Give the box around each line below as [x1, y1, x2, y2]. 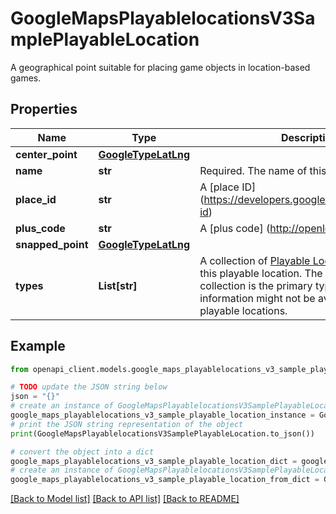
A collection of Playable [199, 253, 311, 267]
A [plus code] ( [199, 221, 271, 235]
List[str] [98, 278, 138, 292]
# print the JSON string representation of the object [10, 419, 244, 429]
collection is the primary [199, 278, 313, 292]
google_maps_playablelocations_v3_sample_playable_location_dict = [10, 456, 298, 466]
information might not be [199, 291, 316, 305]
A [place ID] [199, 180, 257, 194]
